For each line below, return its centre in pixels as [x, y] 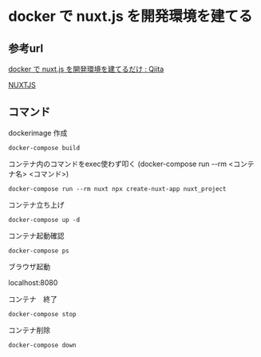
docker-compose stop [43, 314]
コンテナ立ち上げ [36, 204]
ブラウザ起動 [29, 266]
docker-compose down [43, 345]
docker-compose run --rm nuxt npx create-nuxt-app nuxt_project [117, 188]
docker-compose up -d [44, 220]
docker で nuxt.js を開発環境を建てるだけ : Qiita [86, 69]
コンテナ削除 [29, 330]
